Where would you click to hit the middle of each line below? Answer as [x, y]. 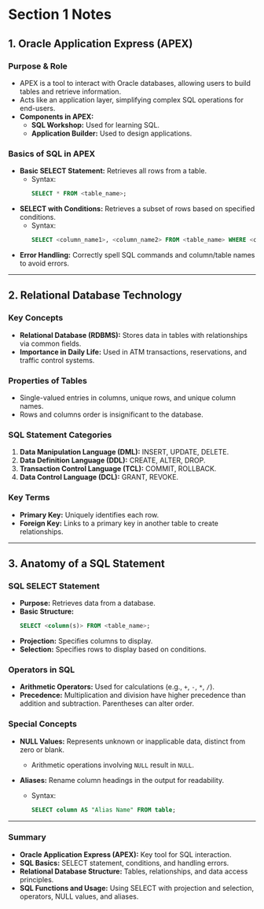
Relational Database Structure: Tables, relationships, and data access [134, 871]
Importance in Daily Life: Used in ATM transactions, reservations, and [133, 351]
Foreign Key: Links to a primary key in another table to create [119, 523]
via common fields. [50, 343]
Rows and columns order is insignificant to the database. [112, 414]
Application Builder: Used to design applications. [112, 133]
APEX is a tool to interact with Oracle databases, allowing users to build [135, 83]
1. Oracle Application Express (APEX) [101, 44]
